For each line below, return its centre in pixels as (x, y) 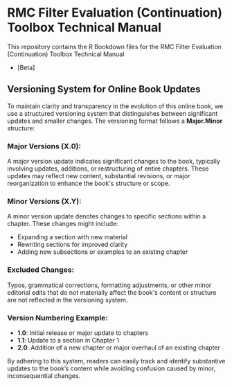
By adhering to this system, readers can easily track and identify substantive (116, 361)
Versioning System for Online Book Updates (104, 89)
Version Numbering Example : (58, 318)
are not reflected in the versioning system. (68, 300)
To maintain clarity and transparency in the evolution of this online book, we (115, 106)
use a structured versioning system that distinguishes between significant (113, 113)
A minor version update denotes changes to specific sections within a (107, 216)
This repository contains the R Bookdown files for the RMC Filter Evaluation (114, 46)
